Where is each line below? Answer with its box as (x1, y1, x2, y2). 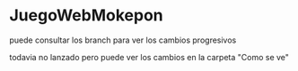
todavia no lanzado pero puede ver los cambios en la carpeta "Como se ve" (9, 51, 290, 62)
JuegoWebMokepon (9, 5, 163, 26)
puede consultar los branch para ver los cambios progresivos (9, 35, 237, 45)
